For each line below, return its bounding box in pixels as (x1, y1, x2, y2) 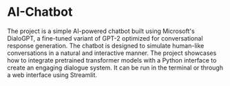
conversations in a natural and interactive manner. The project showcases (7, 49, 217, 57)
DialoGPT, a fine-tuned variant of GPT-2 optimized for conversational (7, 34, 203, 42)
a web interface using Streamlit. (7, 70, 98, 79)
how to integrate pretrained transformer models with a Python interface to (7, 56, 217, 64)
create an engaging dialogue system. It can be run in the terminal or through (7, 63, 224, 72)
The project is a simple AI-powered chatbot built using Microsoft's (7, 27, 195, 35)
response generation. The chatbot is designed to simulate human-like (7, 41, 205, 50)
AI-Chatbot (7, 4, 73, 20)
